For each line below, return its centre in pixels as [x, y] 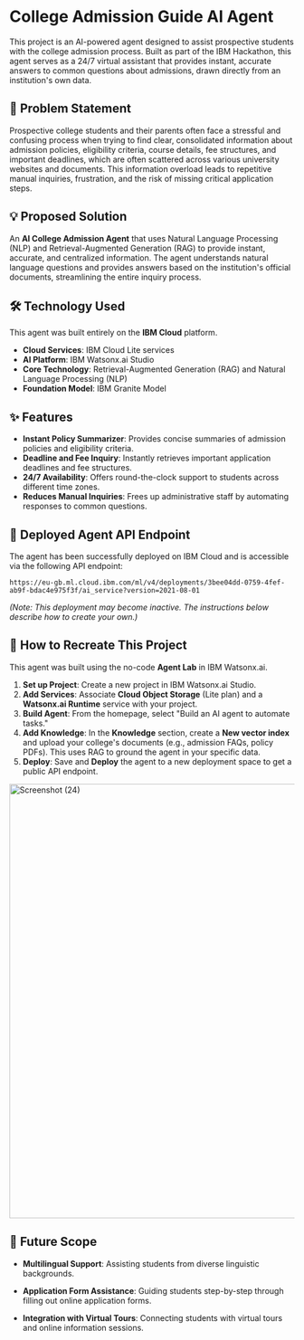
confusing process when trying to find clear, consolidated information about [151, 140]
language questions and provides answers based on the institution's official [150, 267]
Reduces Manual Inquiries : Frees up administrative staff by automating [156, 497]
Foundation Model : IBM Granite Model [95, 389]
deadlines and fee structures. [77, 468]
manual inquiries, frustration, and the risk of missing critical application [142, 178]
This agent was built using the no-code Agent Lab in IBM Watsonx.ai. [139, 667]
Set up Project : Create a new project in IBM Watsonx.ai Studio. [139, 684]
